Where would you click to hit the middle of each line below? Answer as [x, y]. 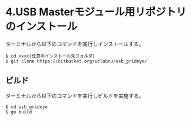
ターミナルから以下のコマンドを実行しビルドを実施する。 [75, 96]
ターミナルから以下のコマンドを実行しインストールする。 [75, 44]
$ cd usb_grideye [27, 107]
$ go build [19, 112]
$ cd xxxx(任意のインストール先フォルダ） [51, 56]
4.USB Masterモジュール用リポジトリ [96, 12]
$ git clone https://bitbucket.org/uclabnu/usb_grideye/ [76, 61]
